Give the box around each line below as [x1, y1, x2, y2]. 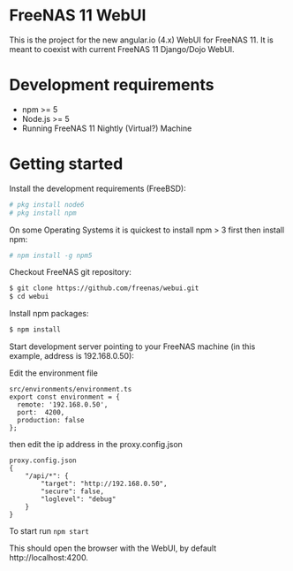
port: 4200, [17, 408, 65, 417]
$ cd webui [9, 293, 49, 301]
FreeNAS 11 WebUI [9, 5, 146, 26]
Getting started [9, 154, 124, 174]
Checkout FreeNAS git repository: [9, 267, 132, 278]
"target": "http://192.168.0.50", [41, 479, 168, 489]
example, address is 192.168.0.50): [9, 351, 135, 362]
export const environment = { [9, 392, 121, 402]
